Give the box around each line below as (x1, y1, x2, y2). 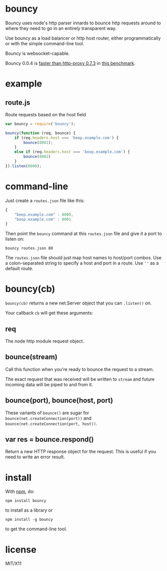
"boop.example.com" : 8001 (14, 217, 71, 222)
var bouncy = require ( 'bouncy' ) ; (5, 121, 76, 126)
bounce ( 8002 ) (23, 154, 51, 159)
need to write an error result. (5, 454, 65, 460)
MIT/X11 (5, 560, 22, 566)
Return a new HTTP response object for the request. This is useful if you (5, 449, 156, 455)
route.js (5, 98, 30, 107)
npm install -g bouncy (5, 517, 53, 522)
